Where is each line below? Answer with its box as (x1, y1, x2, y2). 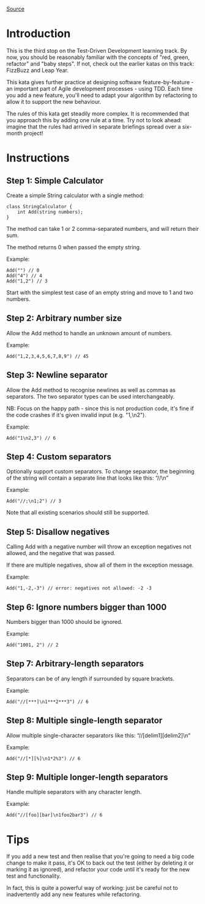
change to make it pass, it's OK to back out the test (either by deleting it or (6, 859, 194, 867)
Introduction (6, 27, 71, 41)
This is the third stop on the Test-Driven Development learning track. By (6, 47, 188, 54)
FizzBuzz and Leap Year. (6, 66, 69, 74)
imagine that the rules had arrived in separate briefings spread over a (6, 123, 181, 130)
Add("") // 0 (6, 267, 40, 273)
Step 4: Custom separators (6, 451, 112, 462)
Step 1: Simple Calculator (6, 175, 104, 186)
